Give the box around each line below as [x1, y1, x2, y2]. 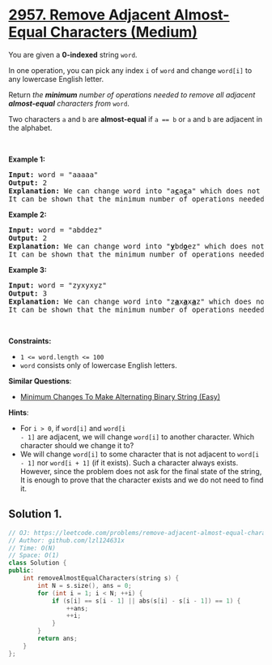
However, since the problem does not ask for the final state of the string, [19, 466, 262, 476]
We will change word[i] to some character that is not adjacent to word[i [19, 449, 260, 459]
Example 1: [8, 154, 46, 164]
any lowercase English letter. [8, 74, 104, 84]
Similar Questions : [8, 376, 72, 386]
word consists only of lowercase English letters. [19, 360, 177, 370]
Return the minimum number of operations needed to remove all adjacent [8, 89, 256, 99]
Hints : [8, 408, 29, 417]
